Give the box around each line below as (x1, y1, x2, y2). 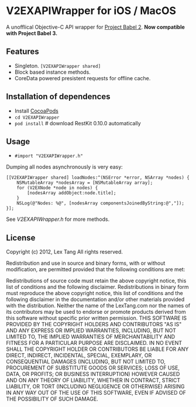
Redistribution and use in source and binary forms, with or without (6, 259, 166, 267)
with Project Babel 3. (6, 29, 57, 36)
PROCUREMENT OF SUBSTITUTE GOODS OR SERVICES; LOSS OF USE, (6, 364, 180, 371)
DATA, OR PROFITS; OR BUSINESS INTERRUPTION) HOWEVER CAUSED (6, 371, 180, 378)
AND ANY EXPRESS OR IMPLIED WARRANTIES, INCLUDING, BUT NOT (6, 327, 177, 334)
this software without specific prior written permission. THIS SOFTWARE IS (6, 314, 187, 322)
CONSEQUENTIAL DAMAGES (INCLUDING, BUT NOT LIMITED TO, (6, 358, 166, 365)
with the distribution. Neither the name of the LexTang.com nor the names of (6, 302, 191, 309)
